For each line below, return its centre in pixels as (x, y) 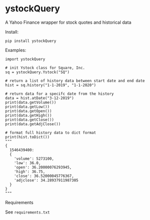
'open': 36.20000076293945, (43, 167)
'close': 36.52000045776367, (44, 176)
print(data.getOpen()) (28, 111)
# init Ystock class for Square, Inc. (45, 68)
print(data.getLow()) (27, 107)
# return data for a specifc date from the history (59, 94)
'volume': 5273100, (34, 159)
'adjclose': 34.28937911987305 (46, 180)
